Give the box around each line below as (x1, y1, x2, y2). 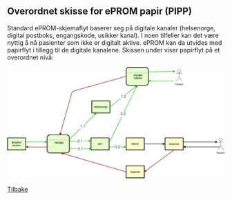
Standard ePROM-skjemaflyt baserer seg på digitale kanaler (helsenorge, (7, 23, 216, 32)
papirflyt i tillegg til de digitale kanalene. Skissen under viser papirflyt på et (7, 46, 220, 54)
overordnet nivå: (7, 53, 54, 61)
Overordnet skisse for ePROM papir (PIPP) (7, 6, 192, 17)
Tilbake (7, 186, 28, 194)
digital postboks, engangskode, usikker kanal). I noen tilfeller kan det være (7, 31, 219, 39)
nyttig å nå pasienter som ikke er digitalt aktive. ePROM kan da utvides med (7, 38, 222, 47)
